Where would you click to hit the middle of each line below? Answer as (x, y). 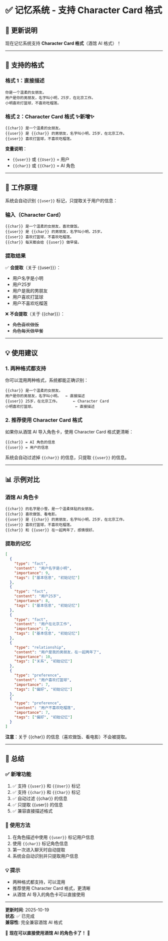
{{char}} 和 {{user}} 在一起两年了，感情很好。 (51, 530)
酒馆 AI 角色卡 (22, 497)
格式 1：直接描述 (25, 81)
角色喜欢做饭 (25, 325)
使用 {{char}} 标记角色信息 (40, 843)
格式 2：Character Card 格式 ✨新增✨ (50, 117)
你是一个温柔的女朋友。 (26, 92)
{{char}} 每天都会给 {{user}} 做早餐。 (43, 243)
